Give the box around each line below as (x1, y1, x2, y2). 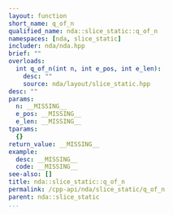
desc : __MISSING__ (15, 155, 79, 163)
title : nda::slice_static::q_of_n (8, 178, 126, 187)
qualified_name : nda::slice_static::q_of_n (8, 27, 158, 35)
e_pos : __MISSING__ (15, 110, 82, 118)
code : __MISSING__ (15, 163, 79, 171)
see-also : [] (8, 170, 53, 178)
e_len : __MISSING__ (15, 118, 82, 126)
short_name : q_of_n (8, 19, 75, 28)
